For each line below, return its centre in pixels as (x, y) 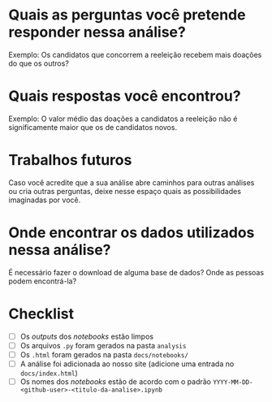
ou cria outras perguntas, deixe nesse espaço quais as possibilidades (125, 191)
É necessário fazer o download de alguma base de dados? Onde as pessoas (136, 272)
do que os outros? (39, 63)
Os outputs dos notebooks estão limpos (87, 336)
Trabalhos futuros (70, 160)
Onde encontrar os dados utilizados (132, 232)
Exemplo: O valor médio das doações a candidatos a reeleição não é (123, 119)
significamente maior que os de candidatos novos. (93, 127)
